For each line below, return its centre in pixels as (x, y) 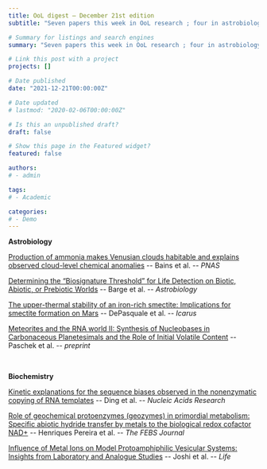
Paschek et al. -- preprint (49, 346)
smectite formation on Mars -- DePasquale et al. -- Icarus (103, 313)
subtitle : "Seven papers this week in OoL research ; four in (113, 23)
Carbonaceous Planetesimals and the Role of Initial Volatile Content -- (122, 337)
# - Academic (30, 197)
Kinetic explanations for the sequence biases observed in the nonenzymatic (132, 392)
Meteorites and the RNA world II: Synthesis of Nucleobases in (109, 329)
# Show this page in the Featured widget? (79, 147)
